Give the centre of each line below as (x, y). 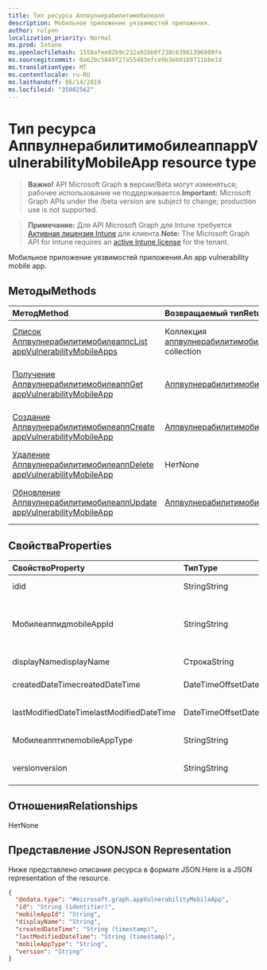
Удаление (31, 455)
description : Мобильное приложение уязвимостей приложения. (110, 23)
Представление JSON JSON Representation (120, 850)
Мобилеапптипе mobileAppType (73, 740)
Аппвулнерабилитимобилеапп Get (77, 385)
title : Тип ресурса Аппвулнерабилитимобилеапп (87, 15)
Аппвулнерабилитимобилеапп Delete (83, 465)
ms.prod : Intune (35, 45)
